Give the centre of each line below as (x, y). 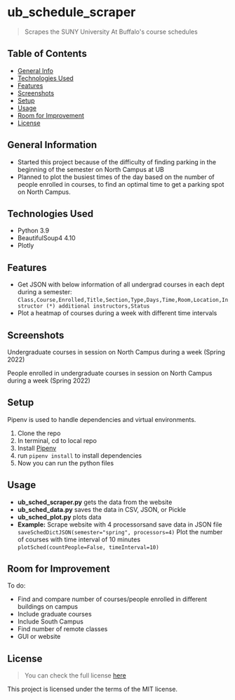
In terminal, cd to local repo (57, 440)
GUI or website (39, 637)
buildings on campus (48, 607)
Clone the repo (39, 433)
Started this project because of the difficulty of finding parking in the (116, 161)
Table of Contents (47, 54)
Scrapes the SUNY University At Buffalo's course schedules (111, 32)
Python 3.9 (33, 231)
